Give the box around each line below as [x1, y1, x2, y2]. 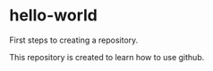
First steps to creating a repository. [9, 35, 139, 45]
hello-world [9, 5, 98, 26]
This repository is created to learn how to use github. [9, 51, 205, 62]
